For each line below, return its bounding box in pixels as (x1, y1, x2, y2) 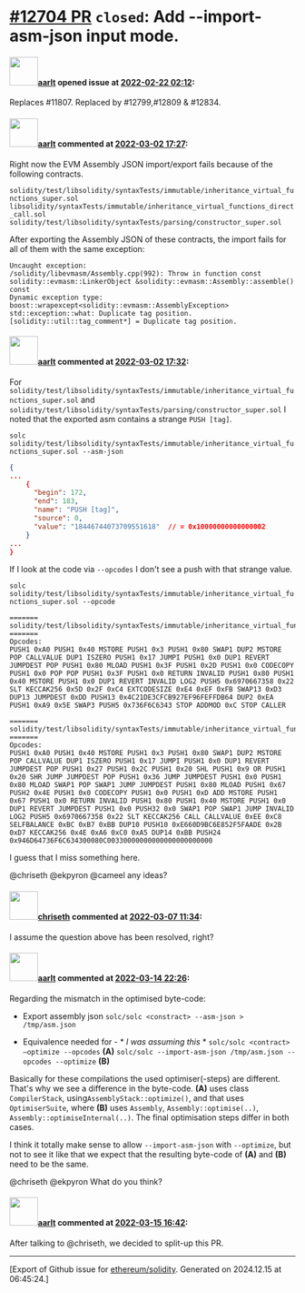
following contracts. (9, 168, 84, 179)
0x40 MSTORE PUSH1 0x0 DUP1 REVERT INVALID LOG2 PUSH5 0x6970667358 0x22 (9, 677, 295, 686)
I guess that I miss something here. (9, 853, 141, 864)
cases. (9, 1121, 34, 1132)
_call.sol (9, 209, 47, 219)
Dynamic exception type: (9, 293, 103, 302)
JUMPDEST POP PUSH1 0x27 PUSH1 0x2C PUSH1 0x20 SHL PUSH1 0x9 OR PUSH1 (9, 764, 286, 774)
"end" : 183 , (33, 497, 79, 506)
